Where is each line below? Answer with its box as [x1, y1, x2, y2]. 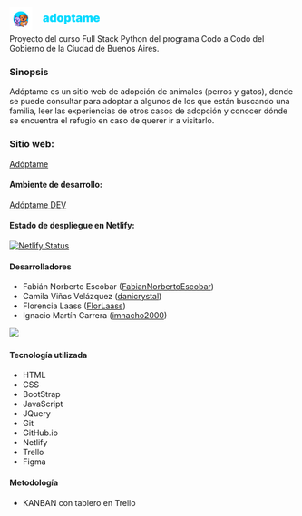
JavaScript [22, 398, 63, 410]
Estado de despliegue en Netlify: [9, 220, 135, 231]
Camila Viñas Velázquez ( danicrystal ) [22, 291, 162, 302]
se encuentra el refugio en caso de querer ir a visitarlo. [9, 115, 215, 126]
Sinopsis [9, 65, 49, 78]
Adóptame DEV [9, 199, 67, 210]
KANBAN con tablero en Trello [22, 497, 136, 508]
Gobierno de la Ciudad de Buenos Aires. [9, 44, 160, 54]
